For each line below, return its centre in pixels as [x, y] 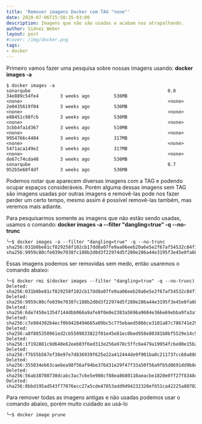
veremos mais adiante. [34, 206]
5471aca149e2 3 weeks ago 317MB [67, 149]
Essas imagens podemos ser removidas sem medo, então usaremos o [93, 263]
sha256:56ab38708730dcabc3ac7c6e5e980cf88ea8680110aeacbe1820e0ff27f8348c [102, 376]
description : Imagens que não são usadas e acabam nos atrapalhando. [95, 23]
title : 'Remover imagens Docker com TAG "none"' [68, 12]
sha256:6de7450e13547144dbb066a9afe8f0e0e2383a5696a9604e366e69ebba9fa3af [102, 312]
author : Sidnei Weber [33, 29]
